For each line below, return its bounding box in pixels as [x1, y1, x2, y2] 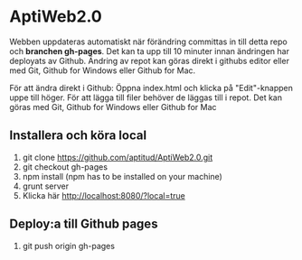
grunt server [22, 181, 70, 191]
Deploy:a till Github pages [9, 217, 158, 232]
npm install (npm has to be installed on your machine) [22, 171, 223, 181]
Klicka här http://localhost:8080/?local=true [22, 190, 185, 200]
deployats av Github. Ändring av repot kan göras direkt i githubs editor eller [9, 55, 289, 66]
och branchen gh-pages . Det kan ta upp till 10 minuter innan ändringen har [9, 45, 289, 56]
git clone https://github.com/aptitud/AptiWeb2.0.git [22, 152, 213, 162]
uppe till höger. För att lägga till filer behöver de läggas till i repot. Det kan [9, 92, 283, 103]
